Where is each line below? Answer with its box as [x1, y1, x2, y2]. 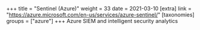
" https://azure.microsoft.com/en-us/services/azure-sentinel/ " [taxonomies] [6, 11, 195, 18]
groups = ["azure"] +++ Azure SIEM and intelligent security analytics [6, 18, 178, 24]
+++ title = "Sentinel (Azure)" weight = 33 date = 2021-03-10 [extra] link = [6, 5, 192, 12]
